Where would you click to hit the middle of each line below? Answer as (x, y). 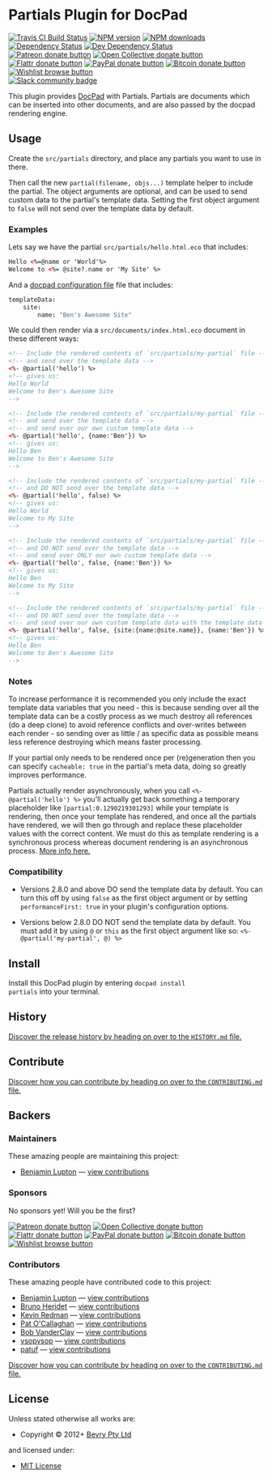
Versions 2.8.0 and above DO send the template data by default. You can (141, 889)
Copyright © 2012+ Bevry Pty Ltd (76, 1434)
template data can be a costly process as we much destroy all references (130, 716)
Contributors (34, 1264)
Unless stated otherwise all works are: (72, 1418)
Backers (30, 1116)
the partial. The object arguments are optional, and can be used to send (128, 191)
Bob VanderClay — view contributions (83, 1332)
